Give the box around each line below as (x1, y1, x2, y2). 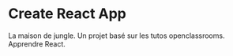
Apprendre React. (8, 39, 66, 48)
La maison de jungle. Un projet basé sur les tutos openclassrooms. (8, 31, 225, 40)
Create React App (8, 5, 126, 23)
